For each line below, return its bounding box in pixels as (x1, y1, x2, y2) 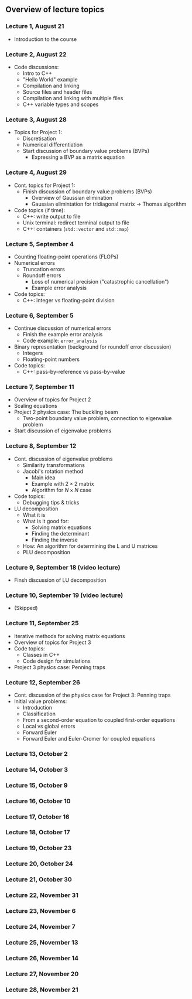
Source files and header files (22, 88, 92, 96)
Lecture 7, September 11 (5, 383, 74, 391)
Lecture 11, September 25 (5, 619, 79, 628)
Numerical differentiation (22, 141, 83, 148)
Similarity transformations (22, 461, 85, 468)
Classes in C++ (22, 651, 60, 658)
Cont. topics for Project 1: (13, 182, 76, 189)
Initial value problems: (13, 697, 67, 705)
